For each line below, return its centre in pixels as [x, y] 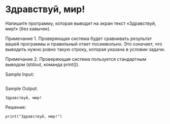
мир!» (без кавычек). [28, 28]
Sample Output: [22, 88]
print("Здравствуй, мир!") [34, 116]
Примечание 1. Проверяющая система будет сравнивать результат [79, 38]
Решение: [16, 107]
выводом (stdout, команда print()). [42, 64]
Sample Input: [20, 74]
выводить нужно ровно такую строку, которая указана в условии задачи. [85, 49]
